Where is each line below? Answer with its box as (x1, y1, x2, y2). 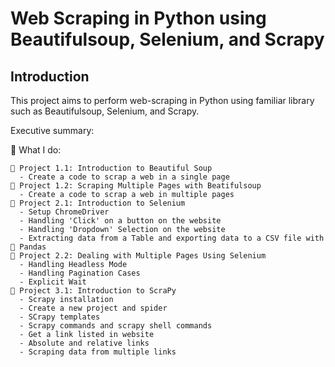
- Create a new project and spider (19, 303, 168, 313)
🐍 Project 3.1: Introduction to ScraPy (10, 286, 177, 296)
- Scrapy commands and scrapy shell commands (19, 321, 213, 331)
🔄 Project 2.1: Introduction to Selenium (10, 198, 186, 208)
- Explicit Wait (19, 277, 87, 287)
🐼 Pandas (10, 242, 47, 252)
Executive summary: (10, 125, 95, 136)
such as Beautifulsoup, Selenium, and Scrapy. (10, 105, 200, 117)
